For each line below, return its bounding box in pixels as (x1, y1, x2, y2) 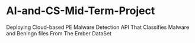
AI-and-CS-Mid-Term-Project (6, 4, 155, 18)
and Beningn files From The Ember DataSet (6, 29, 111, 37)
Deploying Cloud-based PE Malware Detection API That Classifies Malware (6, 24, 190, 31)
